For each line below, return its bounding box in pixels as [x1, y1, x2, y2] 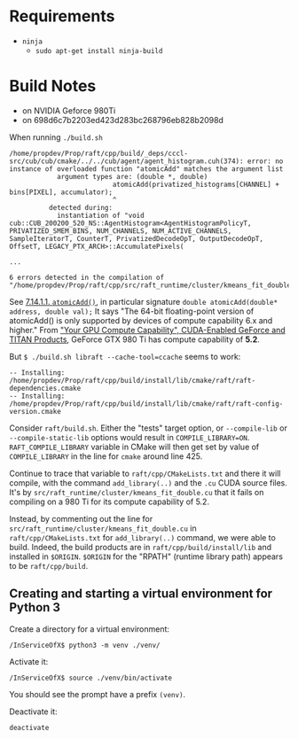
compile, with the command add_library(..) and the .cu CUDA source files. [9, 477, 288, 488]
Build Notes [9, 76, 97, 97]
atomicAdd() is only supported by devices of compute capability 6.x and [9, 315, 273, 325]
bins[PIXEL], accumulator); [9, 188, 114, 197]
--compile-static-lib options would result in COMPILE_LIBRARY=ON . [9, 432, 250, 442]
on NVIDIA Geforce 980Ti [21, 105, 116, 116]
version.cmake [9, 407, 62, 416]
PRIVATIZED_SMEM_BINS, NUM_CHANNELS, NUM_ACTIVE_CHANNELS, [9, 226, 232, 236]
